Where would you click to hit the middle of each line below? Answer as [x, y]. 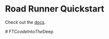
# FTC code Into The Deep [29, 31]
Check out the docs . [25, 22]
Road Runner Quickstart [55, 9]
